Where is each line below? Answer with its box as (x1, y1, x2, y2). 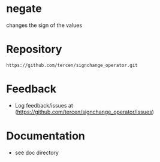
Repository (6, 42, 62, 56)
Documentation (6, 129, 86, 142)
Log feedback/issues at (14, 102, 73, 109)
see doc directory (14, 149, 59, 156)
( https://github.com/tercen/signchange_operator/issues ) (14, 108, 155, 115)
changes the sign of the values (6, 22, 83, 29)
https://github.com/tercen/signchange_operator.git (6, 62, 138, 68)
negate (6, 2, 42, 16)
